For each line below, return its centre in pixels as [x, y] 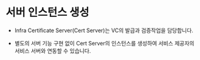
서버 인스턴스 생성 [47, 12]
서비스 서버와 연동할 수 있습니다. [53, 51]
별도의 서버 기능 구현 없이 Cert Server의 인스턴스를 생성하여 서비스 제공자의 [104, 43]
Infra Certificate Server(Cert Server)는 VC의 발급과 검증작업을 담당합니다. [104, 30]
